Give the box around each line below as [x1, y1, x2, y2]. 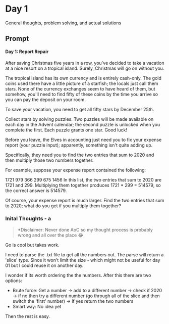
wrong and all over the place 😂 [17, 232, 84, 238]
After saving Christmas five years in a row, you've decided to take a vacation [5, 60, 164, 66]
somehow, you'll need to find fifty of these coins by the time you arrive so [5, 91, 158, 97]
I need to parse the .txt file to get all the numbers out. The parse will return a [5, 251, 164, 258]
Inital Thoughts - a [5, 215, 51, 222]
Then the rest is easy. [5, 313, 50, 319]
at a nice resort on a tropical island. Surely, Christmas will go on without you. [5, 65, 164, 71]
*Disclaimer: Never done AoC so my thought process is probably [17, 226, 153, 233]
